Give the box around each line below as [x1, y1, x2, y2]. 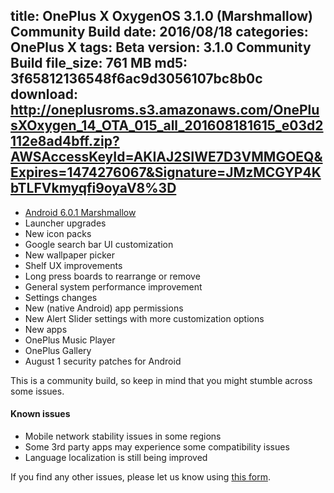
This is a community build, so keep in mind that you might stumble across [10, 374, 313, 386]
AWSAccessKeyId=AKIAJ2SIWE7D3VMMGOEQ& [10, 149, 323, 166]
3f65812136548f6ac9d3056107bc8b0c [10, 70, 263, 88]
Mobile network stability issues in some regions [24, 430, 222, 443]
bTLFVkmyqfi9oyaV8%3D [10, 180, 177, 197]
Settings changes [24, 291, 98, 303]
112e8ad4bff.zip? [10, 133, 120, 150]
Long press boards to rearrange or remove [24, 270, 201, 282]
